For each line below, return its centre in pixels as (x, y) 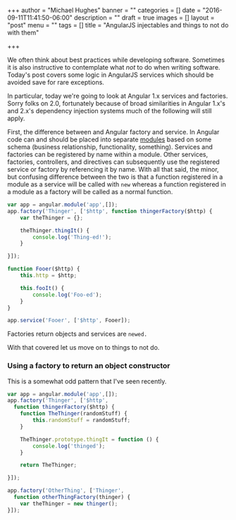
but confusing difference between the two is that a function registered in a (115, 177)
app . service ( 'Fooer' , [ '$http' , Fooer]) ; (69, 321)
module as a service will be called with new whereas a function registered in (117, 184)
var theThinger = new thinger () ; (69, 503)
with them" (23, 32)
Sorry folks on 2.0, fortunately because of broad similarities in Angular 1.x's (116, 103)
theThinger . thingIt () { (55, 230)
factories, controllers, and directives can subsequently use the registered (113, 162)
